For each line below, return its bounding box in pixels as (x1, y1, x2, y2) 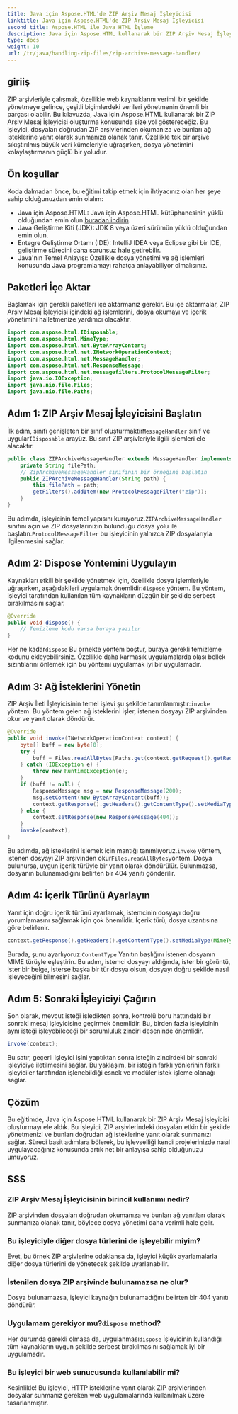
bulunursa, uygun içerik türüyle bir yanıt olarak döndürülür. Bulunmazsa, (7, 861, 217, 870)
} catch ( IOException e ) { (20, 761, 100, 769)
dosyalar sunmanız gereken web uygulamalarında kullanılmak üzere (7, 1391, 205, 1399)
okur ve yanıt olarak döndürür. (7, 715, 96, 723)
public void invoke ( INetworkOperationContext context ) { (7, 735, 179, 742)
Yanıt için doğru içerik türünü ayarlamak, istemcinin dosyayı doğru (7, 908, 200, 917)
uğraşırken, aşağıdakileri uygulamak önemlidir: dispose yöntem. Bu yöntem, (7, 584, 225, 592)
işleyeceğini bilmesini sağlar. (7, 972, 91, 981)
